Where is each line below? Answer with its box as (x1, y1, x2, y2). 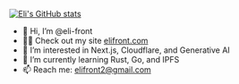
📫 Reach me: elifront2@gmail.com (21, 64, 152, 75)
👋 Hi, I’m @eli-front (21, 26, 93, 36)
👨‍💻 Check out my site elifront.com (21, 36, 149, 46)
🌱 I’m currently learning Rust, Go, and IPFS (21, 55, 180, 64)
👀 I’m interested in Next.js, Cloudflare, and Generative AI (21, 45, 230, 55)
